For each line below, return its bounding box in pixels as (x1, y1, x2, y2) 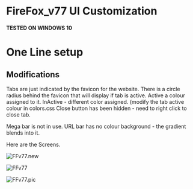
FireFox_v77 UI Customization (6, 4, 158, 18)
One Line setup (6, 45, 84, 59)
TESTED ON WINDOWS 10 (6, 24, 73, 31)
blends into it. (6, 129, 40, 136)
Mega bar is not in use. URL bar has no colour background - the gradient (6, 123, 186, 130)
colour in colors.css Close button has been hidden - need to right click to (6, 104, 188, 112)
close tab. (6, 111, 31, 118)
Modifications (6, 69, 60, 80)
